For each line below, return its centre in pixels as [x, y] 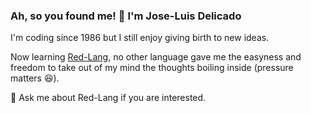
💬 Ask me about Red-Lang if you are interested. [108, 98]
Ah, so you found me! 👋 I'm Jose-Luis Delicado [126, 16]
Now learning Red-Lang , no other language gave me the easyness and [156, 57]
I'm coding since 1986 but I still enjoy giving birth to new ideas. [140, 38]
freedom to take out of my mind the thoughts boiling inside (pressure [152, 68]
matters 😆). [35, 78]
